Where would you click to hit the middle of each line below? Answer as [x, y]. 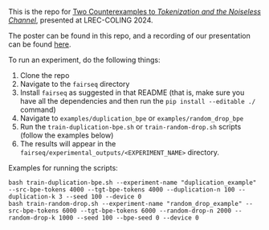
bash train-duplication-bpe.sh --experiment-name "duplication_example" [132, 183]
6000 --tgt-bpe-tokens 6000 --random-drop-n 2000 [147, 211]
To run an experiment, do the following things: [84, 60]
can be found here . [40, 44]
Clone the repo [45, 75]
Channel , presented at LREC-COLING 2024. [81, 20]
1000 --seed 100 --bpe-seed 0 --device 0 [129, 218]
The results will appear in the [68, 144]
